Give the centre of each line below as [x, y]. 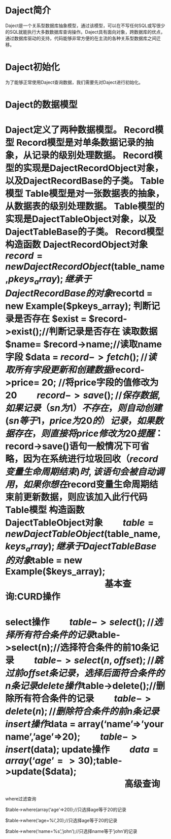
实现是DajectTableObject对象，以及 [81, 219]
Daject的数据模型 [41, 105]
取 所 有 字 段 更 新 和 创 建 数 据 [59, 370]
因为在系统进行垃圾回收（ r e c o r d [91, 459]
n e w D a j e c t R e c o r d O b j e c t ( [60, 267]
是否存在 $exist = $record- [71, 319]
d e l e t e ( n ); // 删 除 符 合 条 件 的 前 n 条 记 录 [82, 711]
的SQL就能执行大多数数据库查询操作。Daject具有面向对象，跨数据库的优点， [85, 32]
